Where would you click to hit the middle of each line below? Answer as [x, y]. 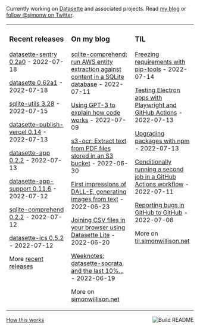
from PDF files [91, 148]
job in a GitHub [156, 177]
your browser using [98, 227]
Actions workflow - [162, 184]
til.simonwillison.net [162, 241]
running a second [159, 169]
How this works [25, 319]
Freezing [147, 54]
